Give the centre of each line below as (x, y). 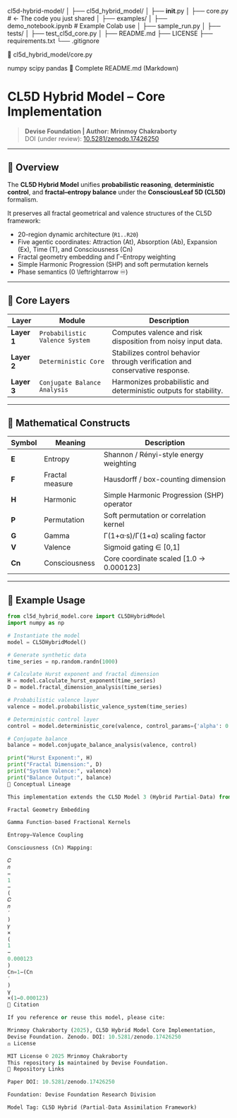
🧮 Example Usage (47, 600)
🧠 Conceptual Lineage (39, 784)
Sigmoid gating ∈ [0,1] (142, 547)
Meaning (71, 443)
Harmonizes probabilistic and (160, 382)
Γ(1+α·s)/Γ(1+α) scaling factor (154, 536)
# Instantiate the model (44, 636)
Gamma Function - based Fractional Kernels (69, 822)
